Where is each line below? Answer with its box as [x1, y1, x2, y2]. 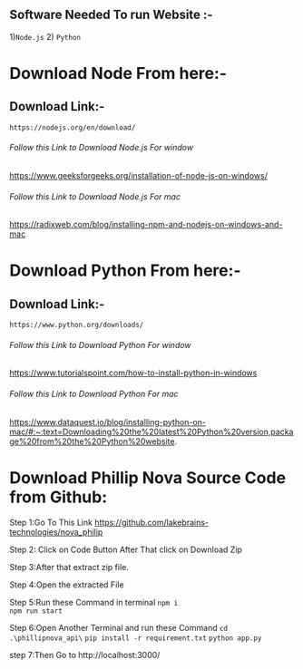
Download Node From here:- [9, 63, 228, 83]
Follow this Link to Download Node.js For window [9, 142, 193, 153]
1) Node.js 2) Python [9, 31, 82, 42]
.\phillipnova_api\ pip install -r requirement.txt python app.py [9, 634, 262, 643]
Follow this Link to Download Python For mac [9, 389, 179, 400]
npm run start [9, 606, 64, 616]
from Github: [9, 487, 108, 507]
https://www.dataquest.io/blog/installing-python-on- [9, 416, 207, 427]
